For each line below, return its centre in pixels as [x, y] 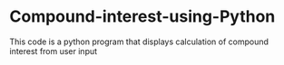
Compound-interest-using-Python [142, 17]
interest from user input [54, 51]
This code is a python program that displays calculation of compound [139, 42]
